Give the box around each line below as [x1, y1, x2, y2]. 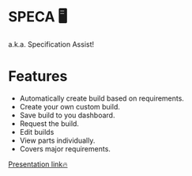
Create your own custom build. [19, 101, 120, 111]
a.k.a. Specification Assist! [8, 39, 95, 49]
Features [8, 67, 68, 86]
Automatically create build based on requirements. [19, 94, 184, 103]
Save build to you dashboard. [19, 110, 115, 120]
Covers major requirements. [19, 143, 111, 153]
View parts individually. [19, 136, 96, 145]
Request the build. [19, 118, 79, 128]
